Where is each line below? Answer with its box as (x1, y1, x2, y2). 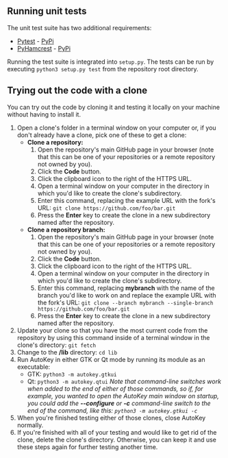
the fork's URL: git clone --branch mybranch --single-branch (37, 298, 214, 306)
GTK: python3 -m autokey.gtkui (27, 370, 117, 378)
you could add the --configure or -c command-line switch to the (27, 399, 211, 407)
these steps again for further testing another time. (16, 442, 158, 451)
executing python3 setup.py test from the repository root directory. (7, 64, 199, 73)
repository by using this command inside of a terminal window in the (16, 333, 210, 341)
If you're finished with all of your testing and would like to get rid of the (16, 428, 217, 436)
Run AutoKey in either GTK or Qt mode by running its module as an (16, 355, 205, 363)
